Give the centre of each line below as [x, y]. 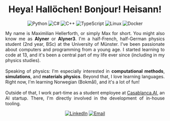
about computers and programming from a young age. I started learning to [85, 49]
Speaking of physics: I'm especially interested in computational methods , [85, 71]
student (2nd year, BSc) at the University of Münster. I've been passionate [85, 44]
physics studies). [23, 60]
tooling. [13, 103]
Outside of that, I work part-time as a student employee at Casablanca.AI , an [85, 93]
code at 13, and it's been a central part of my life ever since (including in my [85, 55]
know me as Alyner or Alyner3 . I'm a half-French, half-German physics [85, 39]
